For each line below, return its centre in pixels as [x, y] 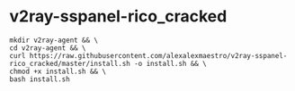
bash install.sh [40, 79]
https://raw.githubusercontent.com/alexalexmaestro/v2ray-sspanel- [158, 55]
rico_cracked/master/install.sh [70, 63]
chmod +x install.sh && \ [58, 71]
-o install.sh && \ [170, 63]
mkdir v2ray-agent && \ [54, 40]
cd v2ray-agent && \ [48, 48]
